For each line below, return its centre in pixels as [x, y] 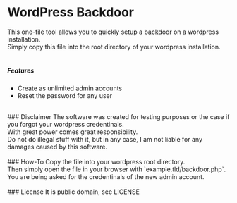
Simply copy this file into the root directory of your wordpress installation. [114, 47]
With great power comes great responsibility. [73, 132]
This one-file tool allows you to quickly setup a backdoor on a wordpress [113, 32]
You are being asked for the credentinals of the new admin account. [106, 176]
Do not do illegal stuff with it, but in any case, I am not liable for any [105, 139]
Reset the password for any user [65, 95]
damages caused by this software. [57, 147]
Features [21, 70]
